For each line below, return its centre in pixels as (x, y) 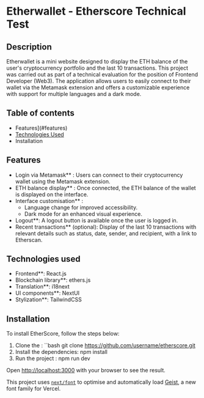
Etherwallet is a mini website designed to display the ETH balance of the (97, 61)
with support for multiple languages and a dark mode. (74, 94)
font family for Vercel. (34, 389)
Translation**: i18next (42, 287)
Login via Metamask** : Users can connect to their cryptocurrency (99, 175)
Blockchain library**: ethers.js (53, 280)
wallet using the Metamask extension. (63, 181)
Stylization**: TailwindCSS (49, 300)
